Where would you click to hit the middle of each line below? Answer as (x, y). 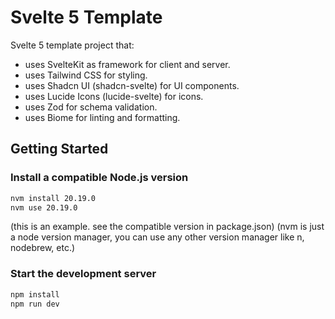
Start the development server (83, 274)
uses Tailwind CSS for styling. (86, 75)
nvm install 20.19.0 (53, 198)
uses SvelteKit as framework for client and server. (127, 64)
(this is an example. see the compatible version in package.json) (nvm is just (167, 227)
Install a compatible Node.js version (99, 178)
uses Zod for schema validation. (91, 107)
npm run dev (35, 304)
